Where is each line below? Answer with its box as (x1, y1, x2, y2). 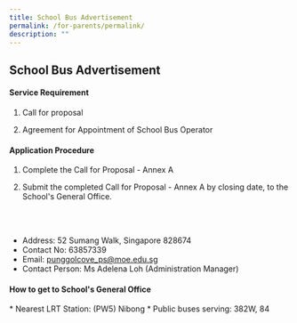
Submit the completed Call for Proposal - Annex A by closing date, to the (21, 182, 289, 192)
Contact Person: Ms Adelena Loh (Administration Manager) (21, 263, 239, 274)
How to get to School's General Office (9, 284, 151, 295)
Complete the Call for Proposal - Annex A (21, 165, 174, 175)
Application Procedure (9, 144, 95, 156)
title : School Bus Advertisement (9, 12, 133, 22)
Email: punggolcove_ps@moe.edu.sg (21, 254, 158, 265)
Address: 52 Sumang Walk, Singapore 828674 (21, 235, 192, 246)
